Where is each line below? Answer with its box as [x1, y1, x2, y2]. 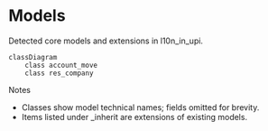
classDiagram [8, 52, 58, 61]
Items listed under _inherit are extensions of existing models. [21, 111, 248, 122]
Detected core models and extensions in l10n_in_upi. [8, 35, 204, 46]
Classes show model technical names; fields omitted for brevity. [21, 101, 260, 113]
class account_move [24, 61, 98, 70]
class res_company [24, 69, 94, 78]
